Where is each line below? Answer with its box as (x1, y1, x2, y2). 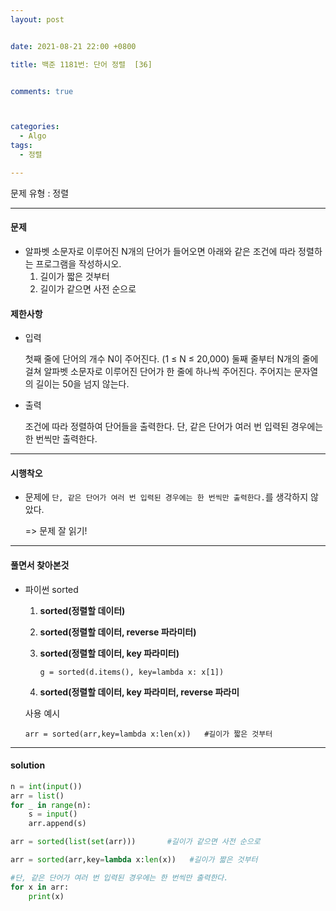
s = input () (28, 809, 78, 820)
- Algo (19, 131, 47, 141)
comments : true (10, 86, 74, 96)
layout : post (10, 14, 65, 25)
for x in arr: (10, 882, 70, 892)
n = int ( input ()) (10, 781, 83, 791)
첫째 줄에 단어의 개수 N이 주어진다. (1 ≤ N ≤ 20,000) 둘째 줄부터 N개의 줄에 (24, 353, 319, 365)
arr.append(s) (28, 819, 87, 829)
